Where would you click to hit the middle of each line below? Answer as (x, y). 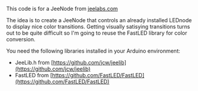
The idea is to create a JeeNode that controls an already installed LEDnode (99, 20)
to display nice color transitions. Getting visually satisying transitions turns (98, 27)
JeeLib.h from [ (34, 63)
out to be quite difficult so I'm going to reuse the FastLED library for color (97, 33)
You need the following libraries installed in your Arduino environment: (93, 51)
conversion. (21, 39)
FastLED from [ (33, 75)
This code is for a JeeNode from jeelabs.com (62, 9)
